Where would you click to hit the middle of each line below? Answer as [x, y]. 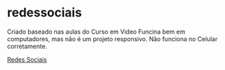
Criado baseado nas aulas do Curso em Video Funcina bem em [96, 32]
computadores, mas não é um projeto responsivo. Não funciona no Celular [113, 38]
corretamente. [27, 46]
